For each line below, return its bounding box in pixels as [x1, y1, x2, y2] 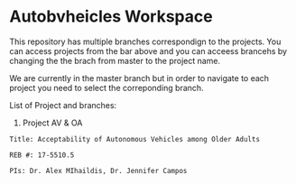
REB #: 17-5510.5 [9, 151, 75, 160]
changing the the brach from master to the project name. [9, 55, 221, 66]
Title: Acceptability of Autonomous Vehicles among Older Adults [9, 134, 260, 143]
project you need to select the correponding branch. [9, 82, 205, 93]
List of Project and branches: [9, 99, 117, 110]
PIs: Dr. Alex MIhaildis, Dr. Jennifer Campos [9, 166, 188, 175]
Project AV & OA [22, 117, 83, 128]
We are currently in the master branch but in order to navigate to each [9, 72, 269, 83]
